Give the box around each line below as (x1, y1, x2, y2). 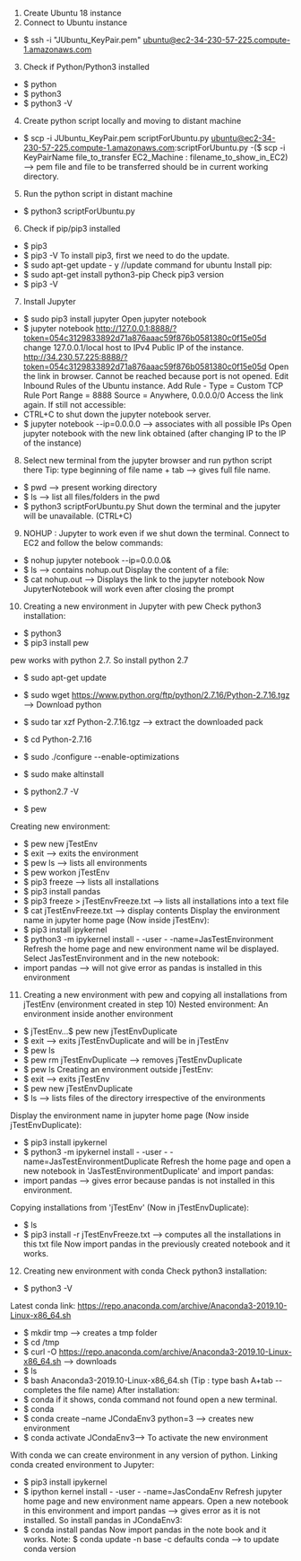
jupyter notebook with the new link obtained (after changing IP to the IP (22, 428, 287, 438)
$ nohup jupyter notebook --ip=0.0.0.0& (22, 555, 171, 565)
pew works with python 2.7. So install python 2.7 (10, 655, 189, 666)
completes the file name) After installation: (22, 1385, 180, 1395)
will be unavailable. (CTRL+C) (22, 511, 133, 521)
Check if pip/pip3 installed (22, 224, 121, 234)
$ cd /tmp (22, 1337, 60, 1347)
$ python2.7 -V (22, 786, 80, 797)
